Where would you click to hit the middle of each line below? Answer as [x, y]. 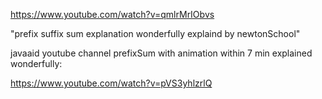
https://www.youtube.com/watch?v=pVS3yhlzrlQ [111, 83]
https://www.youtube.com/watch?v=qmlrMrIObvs [112, 14]
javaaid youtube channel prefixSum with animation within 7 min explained [161, 53]
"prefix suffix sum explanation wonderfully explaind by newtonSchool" [155, 33]
